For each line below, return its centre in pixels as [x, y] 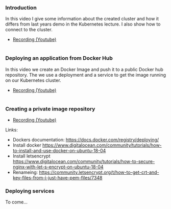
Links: [11, 130]
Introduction [21, 8]
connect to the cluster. [29, 30]
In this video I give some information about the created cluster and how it [82, 19]
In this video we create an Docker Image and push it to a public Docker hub [84, 69]
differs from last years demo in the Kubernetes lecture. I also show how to [83, 24]
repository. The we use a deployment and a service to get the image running [86, 75]
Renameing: [25, 172]
